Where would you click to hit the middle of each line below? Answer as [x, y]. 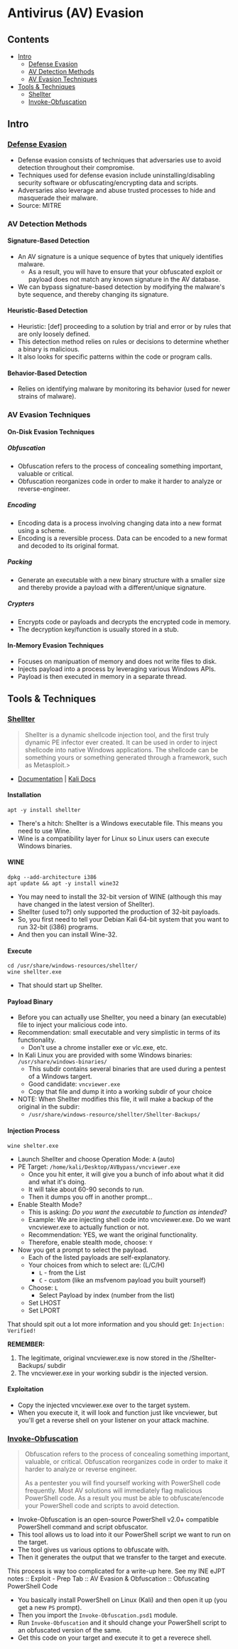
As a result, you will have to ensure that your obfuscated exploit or [125, 271]
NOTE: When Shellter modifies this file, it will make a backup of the [115, 1099]
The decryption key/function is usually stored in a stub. [98, 629]
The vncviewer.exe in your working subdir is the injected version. [113, 1373]
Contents [28, 39]
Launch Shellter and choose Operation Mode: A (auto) [96, 1159]
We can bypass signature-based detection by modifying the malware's [121, 287]
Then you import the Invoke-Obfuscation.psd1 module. [97, 1615]
